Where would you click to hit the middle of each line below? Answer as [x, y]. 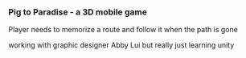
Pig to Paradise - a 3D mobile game [78, 12]
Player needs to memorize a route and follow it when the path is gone [123, 30]
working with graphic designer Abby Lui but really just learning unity [121, 45]
